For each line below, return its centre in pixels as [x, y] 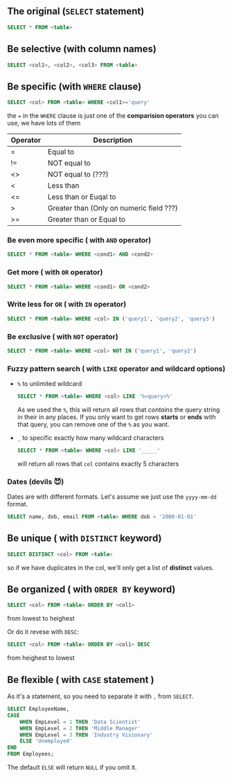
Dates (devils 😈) [36, 481]
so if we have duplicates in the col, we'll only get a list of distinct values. [111, 567]
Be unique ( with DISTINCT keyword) [84, 539]
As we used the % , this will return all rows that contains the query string [118, 409]
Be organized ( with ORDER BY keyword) [91, 589]
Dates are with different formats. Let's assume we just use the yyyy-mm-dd [112, 497]
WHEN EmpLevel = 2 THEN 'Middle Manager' [80, 728]
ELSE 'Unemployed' [46, 741]
